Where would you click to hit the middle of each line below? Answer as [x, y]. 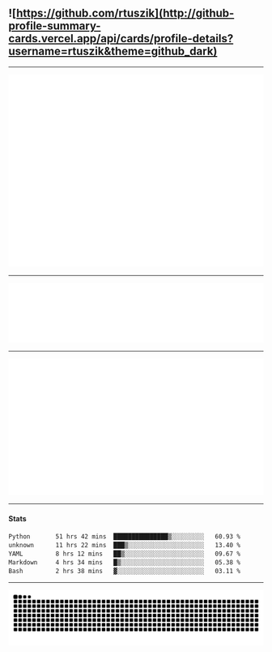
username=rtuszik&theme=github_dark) [113, 52]
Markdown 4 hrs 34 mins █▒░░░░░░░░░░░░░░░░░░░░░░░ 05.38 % [125, 563]
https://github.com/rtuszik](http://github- [125, 13]
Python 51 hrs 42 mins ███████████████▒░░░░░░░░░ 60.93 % [125, 537]
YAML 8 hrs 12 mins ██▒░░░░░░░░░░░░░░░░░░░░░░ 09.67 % [125, 554]
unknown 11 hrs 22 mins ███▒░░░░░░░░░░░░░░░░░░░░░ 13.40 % [125, 546]
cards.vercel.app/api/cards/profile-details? [121, 39]
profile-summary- [55, 26]
